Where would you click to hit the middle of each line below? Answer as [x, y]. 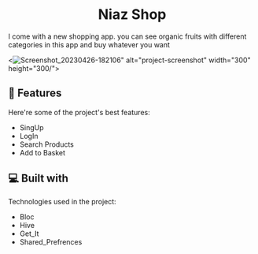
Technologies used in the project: [62, 201]
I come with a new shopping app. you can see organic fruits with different [127, 36]
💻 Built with [39, 179]
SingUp [32, 127]
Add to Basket [42, 152]
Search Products [47, 144]
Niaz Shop [132, 15]
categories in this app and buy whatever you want [89, 44]
